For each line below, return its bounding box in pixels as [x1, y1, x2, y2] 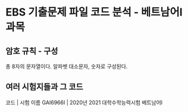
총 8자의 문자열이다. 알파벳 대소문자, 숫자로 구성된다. [5, 63, 128, 70]
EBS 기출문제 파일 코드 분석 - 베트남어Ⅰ [5, 5, 183, 19]
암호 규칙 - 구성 [5, 46, 58, 56]
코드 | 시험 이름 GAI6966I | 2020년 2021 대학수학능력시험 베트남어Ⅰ [5, 99, 163, 106]
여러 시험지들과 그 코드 [5, 82, 84, 92]
